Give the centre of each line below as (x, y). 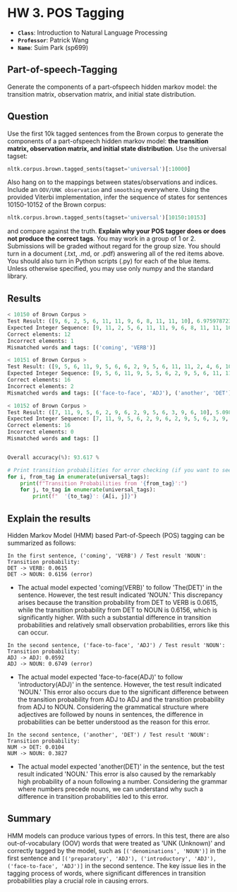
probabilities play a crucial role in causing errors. (78, 881)
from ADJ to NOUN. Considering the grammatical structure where (113, 706)
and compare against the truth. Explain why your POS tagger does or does (117, 231)
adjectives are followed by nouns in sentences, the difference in (110, 714)
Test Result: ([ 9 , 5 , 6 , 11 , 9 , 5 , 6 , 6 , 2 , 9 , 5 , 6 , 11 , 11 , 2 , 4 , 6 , (115, 367)
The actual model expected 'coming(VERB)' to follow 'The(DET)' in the (120, 587)
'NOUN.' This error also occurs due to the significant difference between (123, 692)
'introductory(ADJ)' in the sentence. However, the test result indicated (120, 684)
